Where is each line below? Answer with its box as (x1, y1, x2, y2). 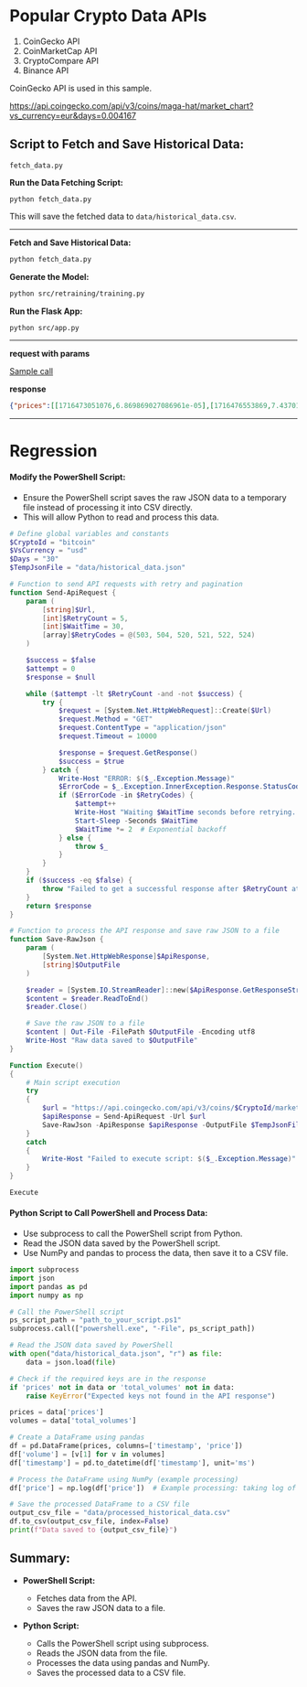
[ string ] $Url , (42, 605, 96, 614)
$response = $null (26, 672, 96, 682)
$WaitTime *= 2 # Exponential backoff (74, 824, 227, 833)
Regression (9, 441, 98, 462)
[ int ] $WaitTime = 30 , (42, 622, 125, 631)
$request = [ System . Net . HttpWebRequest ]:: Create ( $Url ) (58, 706, 272, 715)
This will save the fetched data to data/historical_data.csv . (9, 210, 238, 221)
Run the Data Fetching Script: (9, 177, 123, 188)
